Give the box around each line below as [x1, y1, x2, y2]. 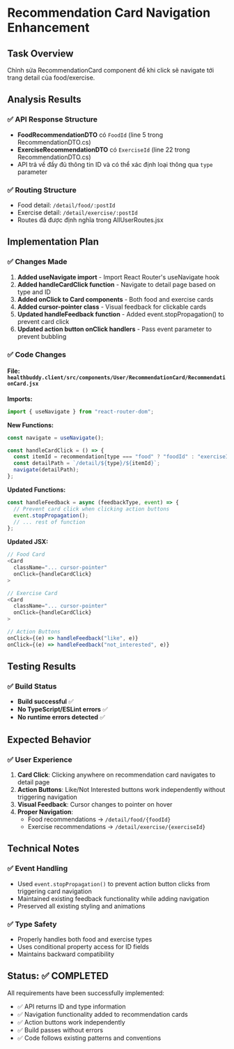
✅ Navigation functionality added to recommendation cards [17, 1010, 188, 1018]
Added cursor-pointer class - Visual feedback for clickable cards [17, 302, 207, 311]
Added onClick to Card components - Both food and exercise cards [17, 295, 214, 303]
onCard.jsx [7, 381, 39, 388]
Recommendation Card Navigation [7, 5, 211, 21]
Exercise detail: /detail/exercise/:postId [17, 208, 138, 217]
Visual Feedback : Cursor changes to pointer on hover [17, 800, 173, 809]
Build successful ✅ [17, 697, 75, 706]
